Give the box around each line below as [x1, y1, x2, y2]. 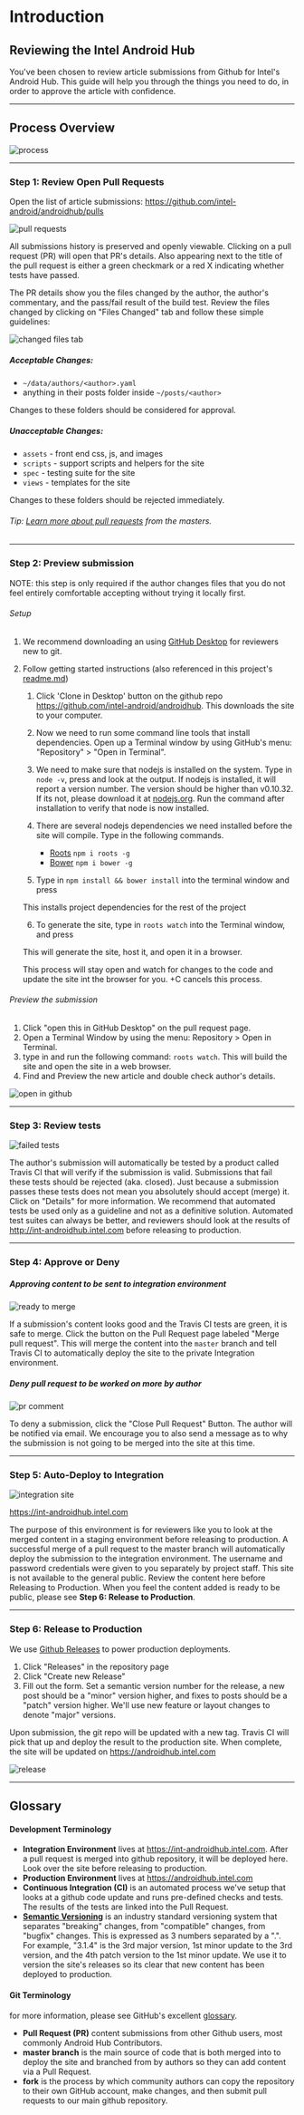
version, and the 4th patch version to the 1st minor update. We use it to [22, 1950, 287, 1961]
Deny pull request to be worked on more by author [9, 1377, 202, 1388]
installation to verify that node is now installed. [35, 802, 210, 813]
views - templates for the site [22, 478, 131, 488]
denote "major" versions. [22, 1709, 116, 1720]
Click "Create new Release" [22, 1670, 126, 1682]
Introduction [9, 6, 105, 27]
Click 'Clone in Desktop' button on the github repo [35, 691, 223, 701]
